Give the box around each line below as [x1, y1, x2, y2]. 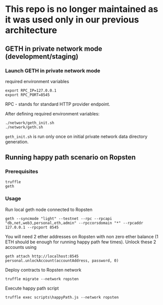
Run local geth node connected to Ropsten [5, 206, 93, 212]
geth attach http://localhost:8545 [5, 254, 79, 259]
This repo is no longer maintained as [5, 3, 158, 15]
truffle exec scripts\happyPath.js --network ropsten [5, 295, 119, 300]
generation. [5, 138, 29, 145]
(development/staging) [5, 52, 79, 61]
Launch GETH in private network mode [5, 67, 100, 74]
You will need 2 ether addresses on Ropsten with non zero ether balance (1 [5, 233, 159, 239]
